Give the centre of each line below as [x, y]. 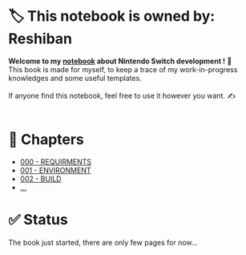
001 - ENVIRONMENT [55, 170]
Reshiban [40, 39]
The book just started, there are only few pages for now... [103, 242]
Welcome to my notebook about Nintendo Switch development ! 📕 [120, 61]
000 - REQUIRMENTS [56, 161]
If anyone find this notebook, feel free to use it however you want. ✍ [122, 95]
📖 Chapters [46, 140]
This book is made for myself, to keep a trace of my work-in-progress [123, 69]
